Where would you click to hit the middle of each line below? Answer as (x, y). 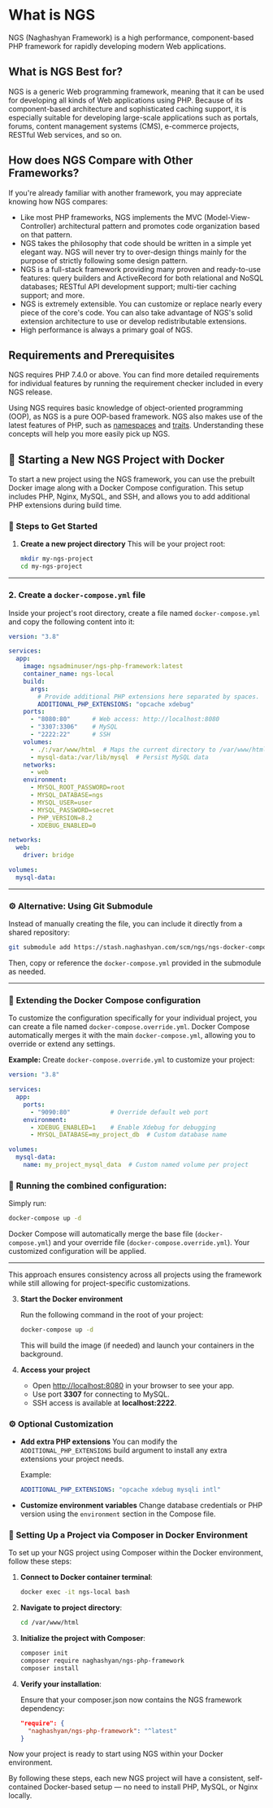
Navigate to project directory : (71, 1608)
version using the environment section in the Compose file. (118, 1514)
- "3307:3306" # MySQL (74, 727)
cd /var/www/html (50, 1623)
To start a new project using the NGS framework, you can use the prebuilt (132, 479)
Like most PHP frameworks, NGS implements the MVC (111, 217)
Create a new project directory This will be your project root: (123, 544)
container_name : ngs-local (69, 674)
